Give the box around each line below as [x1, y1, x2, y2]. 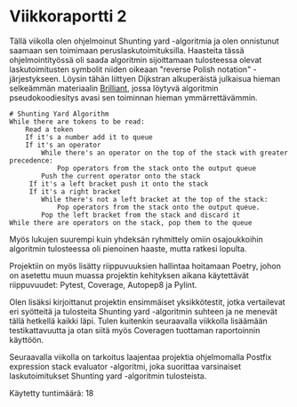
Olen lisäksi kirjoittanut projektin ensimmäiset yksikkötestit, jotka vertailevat [9, 296, 286, 307]
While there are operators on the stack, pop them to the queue [9, 218, 253, 227]
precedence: [9, 156, 53, 165]
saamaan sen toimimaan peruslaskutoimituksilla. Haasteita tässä [9, 44, 245, 55]
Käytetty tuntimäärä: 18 [9, 387, 94, 398]
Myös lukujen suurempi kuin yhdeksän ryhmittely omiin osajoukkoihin [9, 234, 264, 244]
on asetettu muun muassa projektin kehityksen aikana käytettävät [9, 269, 249, 281]
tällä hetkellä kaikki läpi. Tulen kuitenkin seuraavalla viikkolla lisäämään [9, 315, 269, 326]
